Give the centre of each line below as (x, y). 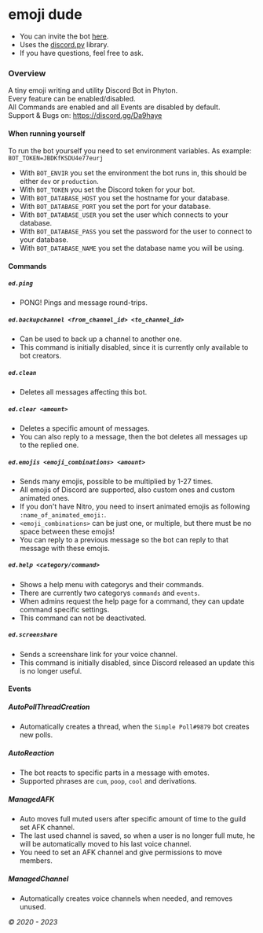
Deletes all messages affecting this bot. (83, 391)
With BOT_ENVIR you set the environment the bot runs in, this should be (133, 173)
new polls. (36, 735)
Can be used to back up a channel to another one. (100, 339)
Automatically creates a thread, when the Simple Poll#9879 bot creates (134, 727)
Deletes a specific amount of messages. (84, 428)
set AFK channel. (47, 828)
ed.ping (21, 283)
